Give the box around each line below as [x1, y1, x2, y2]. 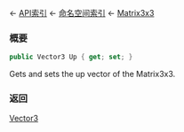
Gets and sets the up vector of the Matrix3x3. [9, 69, 176, 80]
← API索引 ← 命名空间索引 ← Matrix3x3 [9, 8, 155, 18]
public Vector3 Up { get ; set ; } [9, 52, 133, 62]
